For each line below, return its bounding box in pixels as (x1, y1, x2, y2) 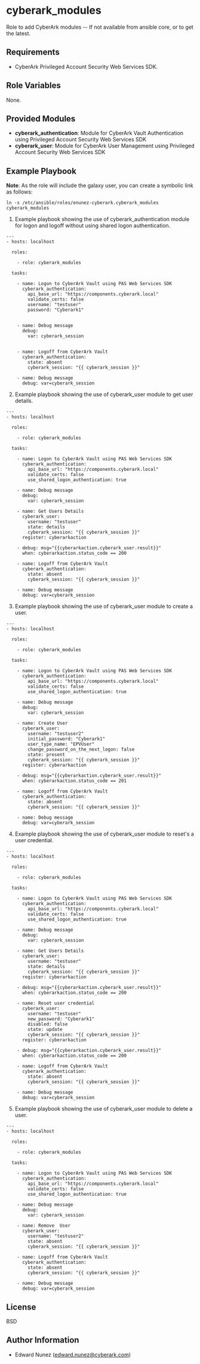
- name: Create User (17, 720, 68, 727)
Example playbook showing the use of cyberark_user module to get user (14, 391, 193, 398)
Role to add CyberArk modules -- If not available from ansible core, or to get (6, 23, 194, 31)
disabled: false (27, 1021, 68, 1027)
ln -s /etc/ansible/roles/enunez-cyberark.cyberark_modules (6, 200, 159, 206)
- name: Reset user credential (17, 1000, 95, 1006)
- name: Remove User (17, 1223, 70, 1229)
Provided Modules (6, 113, 76, 123)
